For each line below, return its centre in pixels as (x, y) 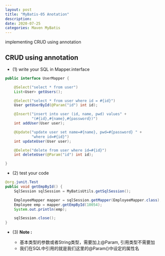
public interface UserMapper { (37, 78)
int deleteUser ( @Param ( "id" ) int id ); (54, 155)
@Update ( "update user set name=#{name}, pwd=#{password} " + (78, 132)
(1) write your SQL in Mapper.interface (51, 69)
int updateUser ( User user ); (43, 141)
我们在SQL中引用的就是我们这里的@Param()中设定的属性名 (79, 249)
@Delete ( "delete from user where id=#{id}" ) (60, 150)
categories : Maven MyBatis (33, 28)
